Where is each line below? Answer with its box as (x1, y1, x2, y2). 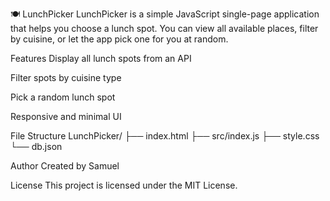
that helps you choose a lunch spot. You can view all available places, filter (10, 23, 319, 34)
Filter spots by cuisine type (10, 72, 122, 83)
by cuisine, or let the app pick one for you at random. (10, 33, 229, 45)
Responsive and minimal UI (10, 111, 122, 122)
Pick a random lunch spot (10, 91, 116, 103)
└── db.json (10, 141, 63, 152)
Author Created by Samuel (10, 160, 120, 172)
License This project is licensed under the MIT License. (10, 179, 238, 191)
